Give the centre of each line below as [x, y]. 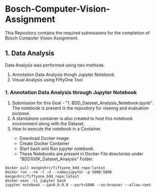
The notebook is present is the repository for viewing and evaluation [80, 108]
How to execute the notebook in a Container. [57, 129]
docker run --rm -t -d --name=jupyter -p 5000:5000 [58, 172]
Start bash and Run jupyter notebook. [57, 149]
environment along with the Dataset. [48, 124]
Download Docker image [44, 138]
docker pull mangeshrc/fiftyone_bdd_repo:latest [55, 168]
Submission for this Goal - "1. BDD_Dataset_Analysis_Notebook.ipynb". [83, 103]
